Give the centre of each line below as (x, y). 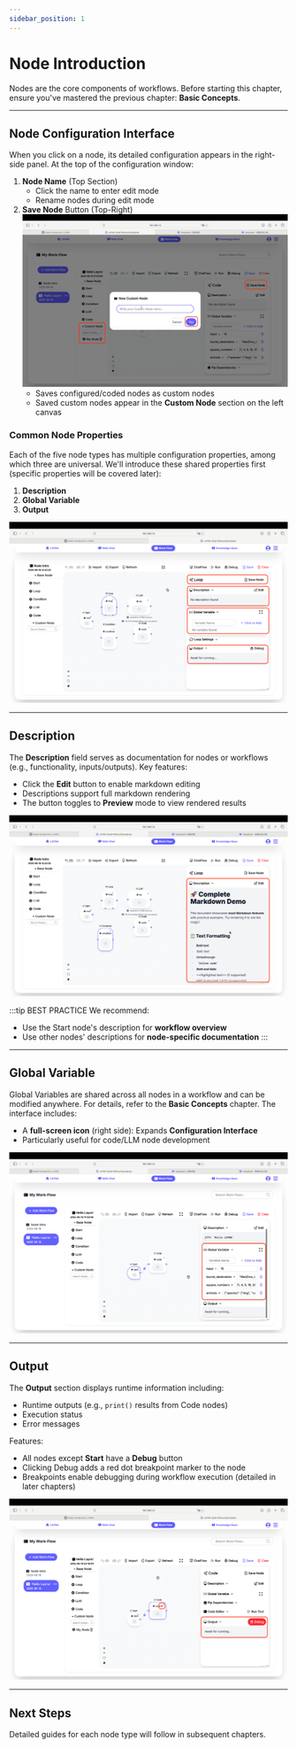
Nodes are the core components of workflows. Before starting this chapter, (146, 88)
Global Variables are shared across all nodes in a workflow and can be (137, 1094)
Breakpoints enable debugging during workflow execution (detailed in (149, 1477)
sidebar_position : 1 (47, 19)
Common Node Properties (66, 436)
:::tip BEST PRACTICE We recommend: (80, 1010)
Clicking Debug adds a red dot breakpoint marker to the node (133, 1467)
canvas (48, 413)
